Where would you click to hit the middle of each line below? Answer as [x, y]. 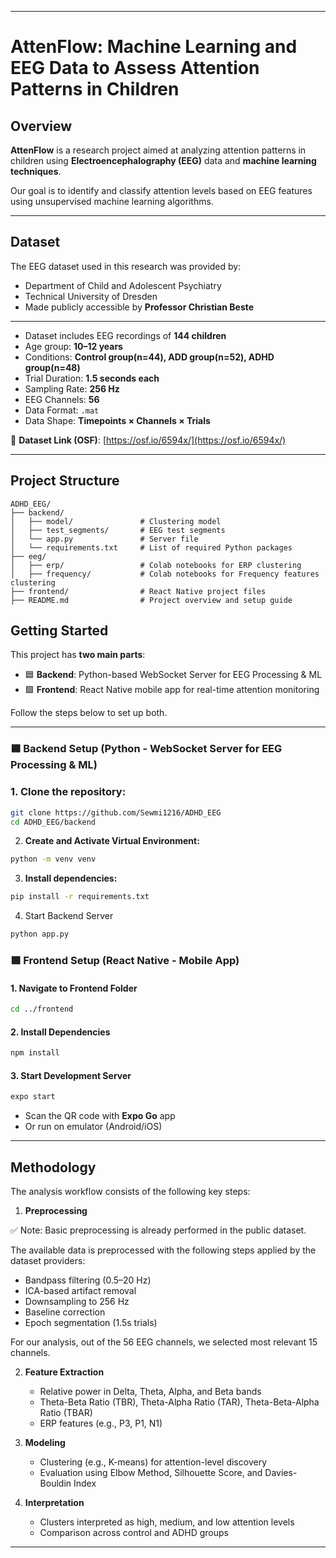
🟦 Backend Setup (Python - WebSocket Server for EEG [146, 749]
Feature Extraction [64, 1372]
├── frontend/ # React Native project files [138, 591]
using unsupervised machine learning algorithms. [112, 201]
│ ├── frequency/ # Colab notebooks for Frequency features [165, 574]
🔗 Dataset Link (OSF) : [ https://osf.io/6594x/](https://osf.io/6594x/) [148, 440]
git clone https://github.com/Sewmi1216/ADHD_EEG [116, 812]
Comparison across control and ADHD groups [134, 1532]
